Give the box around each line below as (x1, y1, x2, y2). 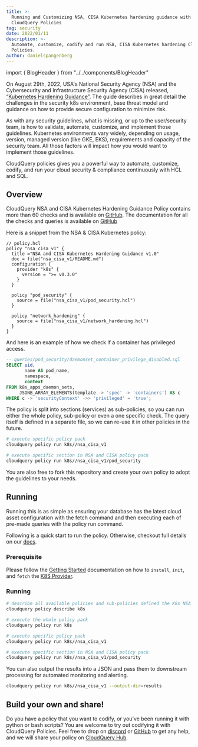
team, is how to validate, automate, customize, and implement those (6, 123, 171, 130)
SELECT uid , (6, 362, 35, 368)
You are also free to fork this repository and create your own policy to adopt (6, 468, 190, 476)
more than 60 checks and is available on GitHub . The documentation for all (6, 211, 188, 219)
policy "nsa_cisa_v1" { (6, 246, 65, 252)
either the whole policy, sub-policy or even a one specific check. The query (6, 412, 190, 419)
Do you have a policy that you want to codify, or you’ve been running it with (6, 715, 190, 722)
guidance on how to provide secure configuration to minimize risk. (6, 105, 167, 112)
